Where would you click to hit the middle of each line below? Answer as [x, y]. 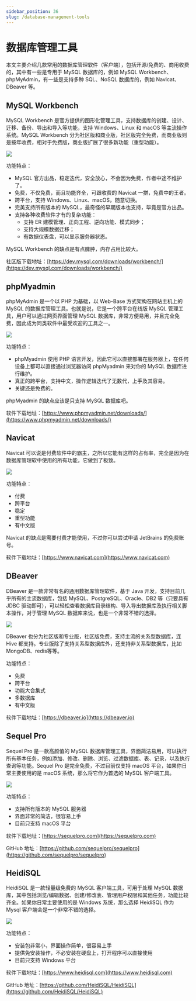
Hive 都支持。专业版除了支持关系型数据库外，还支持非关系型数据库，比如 [94, 643]
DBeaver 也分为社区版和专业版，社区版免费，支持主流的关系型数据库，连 [94, 636]
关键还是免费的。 [35, 388]
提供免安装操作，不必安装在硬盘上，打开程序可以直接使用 [83, 953]
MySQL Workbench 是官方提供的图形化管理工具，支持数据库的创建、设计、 [97, 120]
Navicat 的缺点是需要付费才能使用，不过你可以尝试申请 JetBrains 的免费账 [95, 537]
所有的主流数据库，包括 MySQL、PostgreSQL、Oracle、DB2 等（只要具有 [99, 598]
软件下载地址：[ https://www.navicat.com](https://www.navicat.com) [88, 557]
